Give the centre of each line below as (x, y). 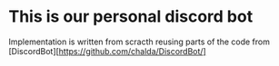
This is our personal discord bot (131, 17)
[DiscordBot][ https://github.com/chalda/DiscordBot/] (107, 51)
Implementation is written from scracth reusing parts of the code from (139, 42)
